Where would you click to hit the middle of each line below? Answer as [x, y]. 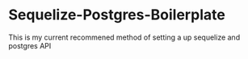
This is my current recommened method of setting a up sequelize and [124, 37]
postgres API [30, 45]
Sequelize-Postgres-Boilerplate [117, 15]
